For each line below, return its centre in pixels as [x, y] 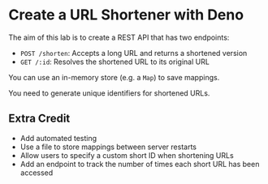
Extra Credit [39, 119]
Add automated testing [58, 138]
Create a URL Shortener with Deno [126, 15]
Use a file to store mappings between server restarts [108, 147]
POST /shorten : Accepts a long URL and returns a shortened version [134, 53]
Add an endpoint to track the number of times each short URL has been [140, 164]
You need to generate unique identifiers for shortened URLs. [109, 93]
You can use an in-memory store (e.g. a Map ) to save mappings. [114, 77]
